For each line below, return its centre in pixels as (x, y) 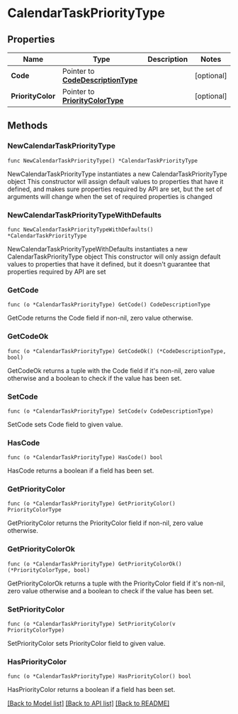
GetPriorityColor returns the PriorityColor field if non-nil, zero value (105, 523)
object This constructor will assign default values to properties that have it (115, 181)
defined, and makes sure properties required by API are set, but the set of (115, 189)
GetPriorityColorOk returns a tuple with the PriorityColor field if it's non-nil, (116, 583)
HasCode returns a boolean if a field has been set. (81, 471)
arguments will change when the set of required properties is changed (110, 196)
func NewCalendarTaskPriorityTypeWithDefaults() (80, 229)
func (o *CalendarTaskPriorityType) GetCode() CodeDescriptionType (109, 305)
